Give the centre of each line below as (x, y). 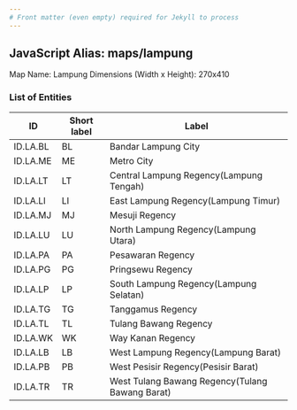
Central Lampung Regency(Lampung (186, 175)
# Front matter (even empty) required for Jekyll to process (124, 17)
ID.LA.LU (32, 235)
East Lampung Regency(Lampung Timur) (195, 200)
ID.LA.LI (30, 200)
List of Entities (41, 97)
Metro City (131, 160)
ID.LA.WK (34, 337)
